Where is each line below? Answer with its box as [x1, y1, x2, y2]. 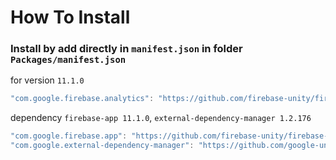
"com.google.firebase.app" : [10, 131, 128, 141]
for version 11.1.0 [10, 74, 85, 86]
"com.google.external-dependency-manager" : [10, 141, 195, 151]
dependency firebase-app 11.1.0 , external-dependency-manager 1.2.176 [10, 112, 312, 124]
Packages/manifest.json [10, 54, 127, 66]
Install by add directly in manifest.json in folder [10, 42, 243, 56]
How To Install [10, 6, 131, 29]
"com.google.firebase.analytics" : [10, 94, 155, 104]
